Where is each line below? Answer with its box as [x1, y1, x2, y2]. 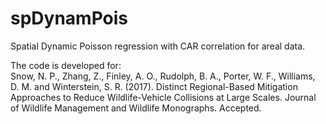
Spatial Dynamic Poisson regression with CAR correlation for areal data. [10, 40, 306, 52]
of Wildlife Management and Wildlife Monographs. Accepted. [10, 102, 262, 114]
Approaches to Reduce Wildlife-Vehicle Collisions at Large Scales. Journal [10, 91, 317, 103]
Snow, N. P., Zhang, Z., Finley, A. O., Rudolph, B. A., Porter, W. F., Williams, [10, 70, 316, 82]
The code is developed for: [10, 59, 122, 71]
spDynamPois [10, 7, 129, 30]
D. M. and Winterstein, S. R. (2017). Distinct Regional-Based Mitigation [10, 80, 298, 92]
